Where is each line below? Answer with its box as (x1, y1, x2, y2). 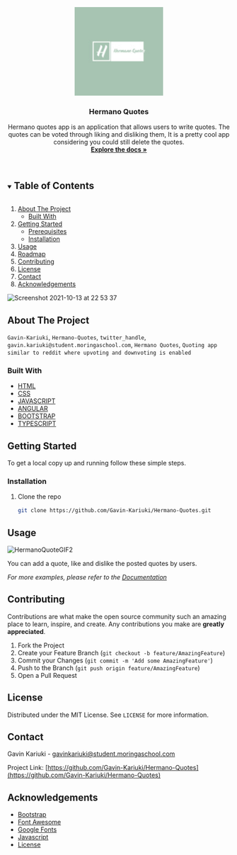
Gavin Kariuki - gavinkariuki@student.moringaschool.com (7, 749, 175, 758)
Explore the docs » (91, 145, 147, 154)
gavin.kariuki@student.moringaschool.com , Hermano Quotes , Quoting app (7, 340, 218, 349)
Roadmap (17, 250, 46, 259)
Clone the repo (17, 492, 62, 501)
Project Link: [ (7, 764, 48, 772)
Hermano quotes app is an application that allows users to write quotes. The (8, 123, 230, 131)
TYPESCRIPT (17, 419, 57, 428)
